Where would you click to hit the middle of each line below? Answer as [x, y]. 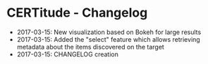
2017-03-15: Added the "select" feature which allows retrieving [108, 39]
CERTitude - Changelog [77, 13]
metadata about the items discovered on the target [91, 47]
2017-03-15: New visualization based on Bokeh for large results [109, 32]
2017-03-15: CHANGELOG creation [68, 54]
